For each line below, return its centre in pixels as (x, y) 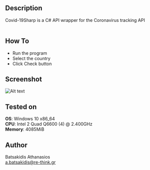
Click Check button (32, 64)
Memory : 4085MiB (25, 129)
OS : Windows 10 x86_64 (30, 119)
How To (17, 41)
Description (24, 8)
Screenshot (24, 79)
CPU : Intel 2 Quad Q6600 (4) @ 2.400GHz (49, 124)
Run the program (30, 53)
